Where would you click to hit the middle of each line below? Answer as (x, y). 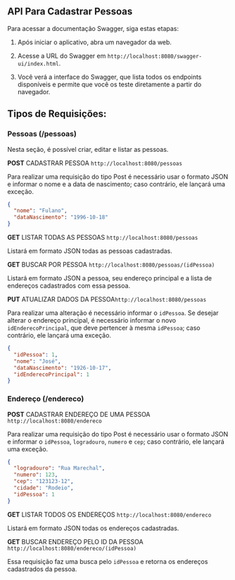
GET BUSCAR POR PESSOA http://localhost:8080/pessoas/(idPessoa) (111, 264)
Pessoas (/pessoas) (42, 134)
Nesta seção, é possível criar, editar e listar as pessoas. (88, 149)
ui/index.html (38, 64)
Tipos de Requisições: (57, 114)
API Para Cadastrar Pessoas (70, 12)
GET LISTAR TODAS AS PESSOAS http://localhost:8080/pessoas (103, 237)
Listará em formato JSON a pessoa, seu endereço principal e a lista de (110, 278)
